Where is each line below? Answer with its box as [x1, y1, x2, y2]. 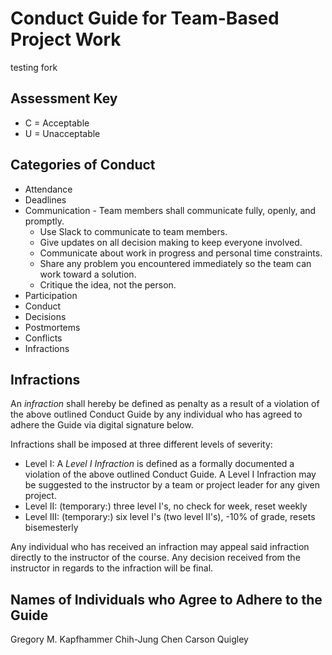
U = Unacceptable [24, 127, 101, 139]
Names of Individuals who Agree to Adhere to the [10, 591, 323, 608]
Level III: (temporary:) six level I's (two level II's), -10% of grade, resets [24, 511, 316, 523]
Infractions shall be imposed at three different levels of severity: [10, 438, 273, 451]
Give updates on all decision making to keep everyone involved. [39, 236, 303, 248]
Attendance [24, 183, 73, 195]
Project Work [10, 28, 122, 51]
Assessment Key [10, 90, 118, 107]
